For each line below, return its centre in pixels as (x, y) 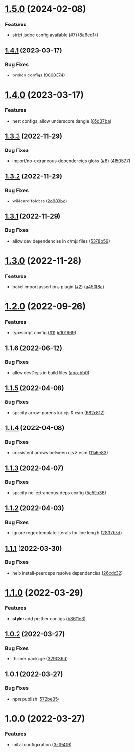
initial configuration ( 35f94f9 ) (42, 745)
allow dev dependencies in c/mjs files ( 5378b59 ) (61, 241)
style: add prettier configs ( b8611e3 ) (49, 619)
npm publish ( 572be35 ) (36, 699)
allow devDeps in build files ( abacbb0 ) (51, 373)
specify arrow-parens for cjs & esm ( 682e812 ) (58, 413)
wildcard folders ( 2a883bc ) (39, 201)
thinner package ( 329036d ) (40, 658)
